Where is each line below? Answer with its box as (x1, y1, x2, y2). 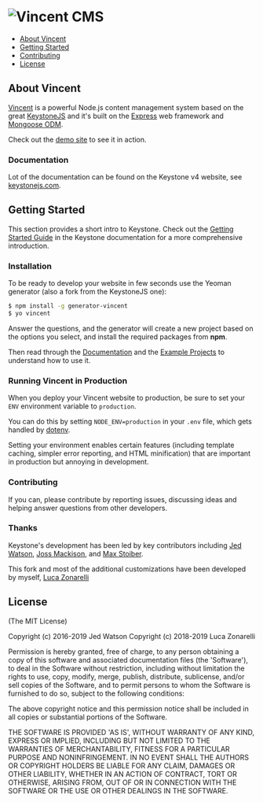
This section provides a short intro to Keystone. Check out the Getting (8, 224, 234, 234)
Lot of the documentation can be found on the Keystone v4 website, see (8, 172, 243, 182)
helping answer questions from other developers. (8, 503, 167, 512)
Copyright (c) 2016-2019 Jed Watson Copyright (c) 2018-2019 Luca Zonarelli (8, 631, 256, 641)
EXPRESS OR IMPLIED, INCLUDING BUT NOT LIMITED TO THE (8, 736, 210, 745)
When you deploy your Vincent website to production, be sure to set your (8, 394, 246, 403)
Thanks (8, 523, 38, 534)
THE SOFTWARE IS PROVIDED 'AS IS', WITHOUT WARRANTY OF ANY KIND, (8, 727, 255, 737)
